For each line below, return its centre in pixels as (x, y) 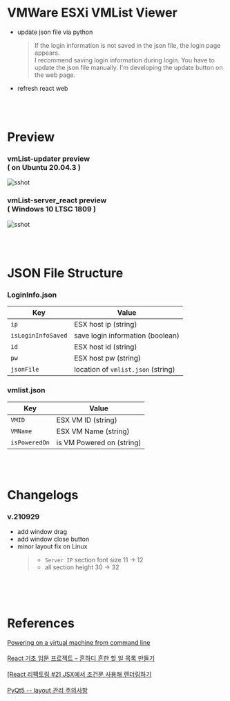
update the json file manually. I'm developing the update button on (128, 67)
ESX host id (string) (105, 347)
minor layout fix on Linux (52, 546)
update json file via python (55, 32)
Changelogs (43, 495)
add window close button (53, 539)
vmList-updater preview (49, 159)
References (41, 624)
